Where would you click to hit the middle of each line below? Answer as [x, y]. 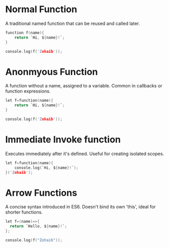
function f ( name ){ [25, 33]
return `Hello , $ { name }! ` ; [38, 226]
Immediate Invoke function [63, 139]
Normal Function [41, 9]
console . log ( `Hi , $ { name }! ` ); [47, 168]
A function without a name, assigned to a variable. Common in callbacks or [84, 86]
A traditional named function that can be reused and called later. [73, 23]
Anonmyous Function [52, 72]
